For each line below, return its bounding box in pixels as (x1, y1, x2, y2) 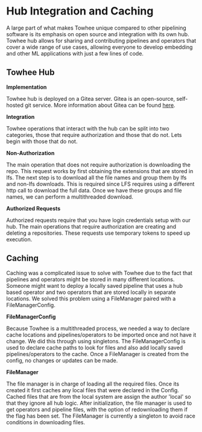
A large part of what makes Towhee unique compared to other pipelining (6, 24, 187, 31)
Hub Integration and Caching (6, 4, 154, 18)
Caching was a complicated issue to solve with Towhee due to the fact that (6, 269, 193, 276)
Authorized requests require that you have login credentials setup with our (6, 216, 191, 224)
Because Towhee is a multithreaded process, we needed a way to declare (6, 325, 190, 332)
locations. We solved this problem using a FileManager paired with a (6, 294, 176, 302)
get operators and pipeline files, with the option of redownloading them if (6, 405, 188, 413)
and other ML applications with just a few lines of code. (6, 49, 144, 57)
